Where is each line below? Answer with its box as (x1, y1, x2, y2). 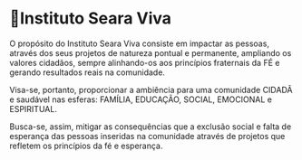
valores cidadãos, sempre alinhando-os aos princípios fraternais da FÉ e (9, 57, 280, 68)
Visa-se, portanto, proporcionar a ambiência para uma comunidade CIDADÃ (9, 84, 293, 95)
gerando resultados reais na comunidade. (9, 67, 166, 78)
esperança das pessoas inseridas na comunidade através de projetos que (9, 130, 286, 141)
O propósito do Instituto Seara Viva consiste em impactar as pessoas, (9, 38, 270, 49)
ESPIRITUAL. (9, 103, 57, 114)
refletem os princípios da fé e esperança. (9, 140, 163, 151)
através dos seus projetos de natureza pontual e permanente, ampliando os (9, 47, 292, 58)
